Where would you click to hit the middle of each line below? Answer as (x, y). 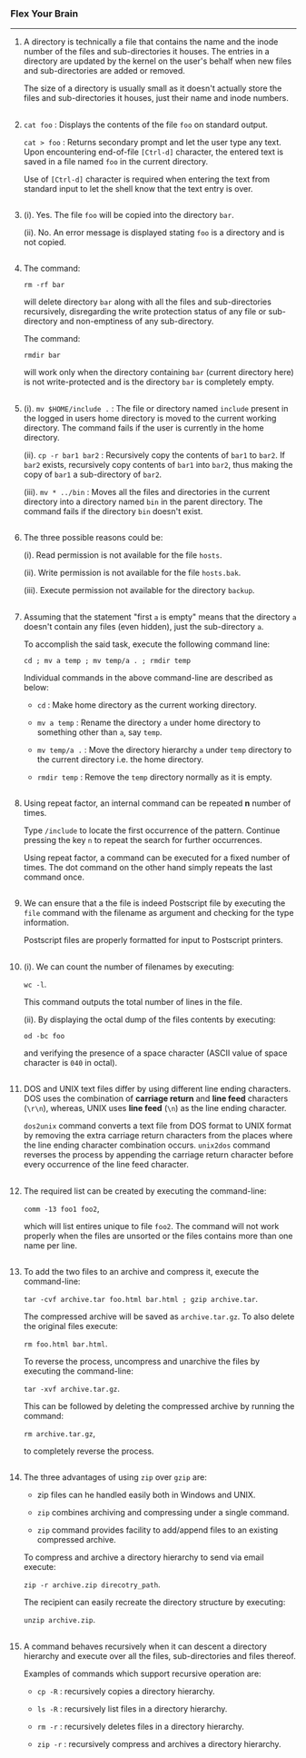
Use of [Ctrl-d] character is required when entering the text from (147, 179)
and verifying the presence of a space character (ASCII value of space (155, 1053)
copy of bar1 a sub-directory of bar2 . (93, 474)
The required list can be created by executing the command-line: (145, 1191)
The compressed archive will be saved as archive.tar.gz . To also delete (159, 1316)
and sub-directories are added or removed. (104, 71)
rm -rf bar (44, 285)
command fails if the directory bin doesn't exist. (113, 511)
